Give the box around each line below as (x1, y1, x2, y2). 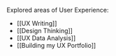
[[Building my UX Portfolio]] (16, 41, 96, 49)
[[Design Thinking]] (16, 27, 73, 35)
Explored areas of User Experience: (6, 6, 109, 14)
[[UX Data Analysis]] (16, 34, 76, 42)
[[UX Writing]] (16, 19, 57, 27)
